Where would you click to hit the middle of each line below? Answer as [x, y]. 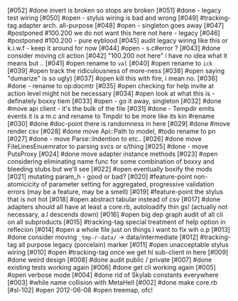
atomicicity [23, 184]
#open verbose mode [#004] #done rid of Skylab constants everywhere [113, 275]
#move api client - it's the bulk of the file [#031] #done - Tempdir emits [111, 109]
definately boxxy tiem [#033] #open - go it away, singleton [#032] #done [114, 101]
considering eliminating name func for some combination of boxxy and [111, 162]
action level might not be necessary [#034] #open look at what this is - [111, 93]
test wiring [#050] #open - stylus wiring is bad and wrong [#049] [103, 18]
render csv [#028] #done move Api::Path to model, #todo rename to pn [112, 131]
